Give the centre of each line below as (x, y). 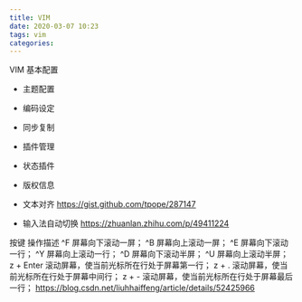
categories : (32, 43)
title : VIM (30, 18)
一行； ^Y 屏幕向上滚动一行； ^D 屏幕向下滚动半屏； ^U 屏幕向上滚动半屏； (149, 254)
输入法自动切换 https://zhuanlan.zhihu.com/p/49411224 (126, 223)
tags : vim (28, 34)
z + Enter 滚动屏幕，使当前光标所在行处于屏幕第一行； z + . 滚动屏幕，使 (145, 265)
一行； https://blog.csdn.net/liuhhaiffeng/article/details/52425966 (132, 288)
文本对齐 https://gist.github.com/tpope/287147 (109, 204)
